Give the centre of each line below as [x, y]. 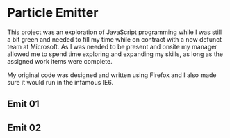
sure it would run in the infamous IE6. [60, 82]
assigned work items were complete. [60, 61]
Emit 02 [24, 127]
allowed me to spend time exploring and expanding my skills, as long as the [115, 54]
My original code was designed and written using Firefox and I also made [112, 75]
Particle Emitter [53, 13]
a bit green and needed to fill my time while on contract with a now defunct [115, 39]
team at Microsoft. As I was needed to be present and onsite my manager [112, 46]
